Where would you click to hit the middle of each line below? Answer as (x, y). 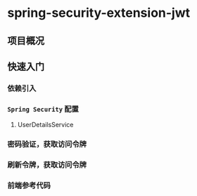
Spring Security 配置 (43, 109)
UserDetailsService (45, 125)
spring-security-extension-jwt (99, 13)
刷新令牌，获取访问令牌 (47, 165)
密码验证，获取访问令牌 (47, 144)
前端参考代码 (29, 185)
